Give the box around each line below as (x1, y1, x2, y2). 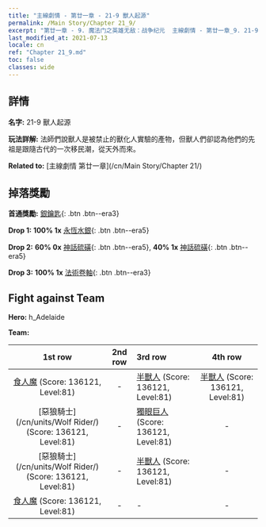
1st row (42, 352, 73, 363)
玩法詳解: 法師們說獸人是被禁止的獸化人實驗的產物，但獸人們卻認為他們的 (8, 134, 249, 144)
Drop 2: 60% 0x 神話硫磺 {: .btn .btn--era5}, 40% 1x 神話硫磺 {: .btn (8, 243, 228, 252)
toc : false (8, 56, 44, 64)
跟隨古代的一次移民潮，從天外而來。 (21, 144, 140, 153)
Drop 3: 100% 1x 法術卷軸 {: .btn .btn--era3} (8, 267, 151, 278)
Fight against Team (8, 291, 105, 305)
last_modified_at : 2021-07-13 (8, 33, 108, 42)
